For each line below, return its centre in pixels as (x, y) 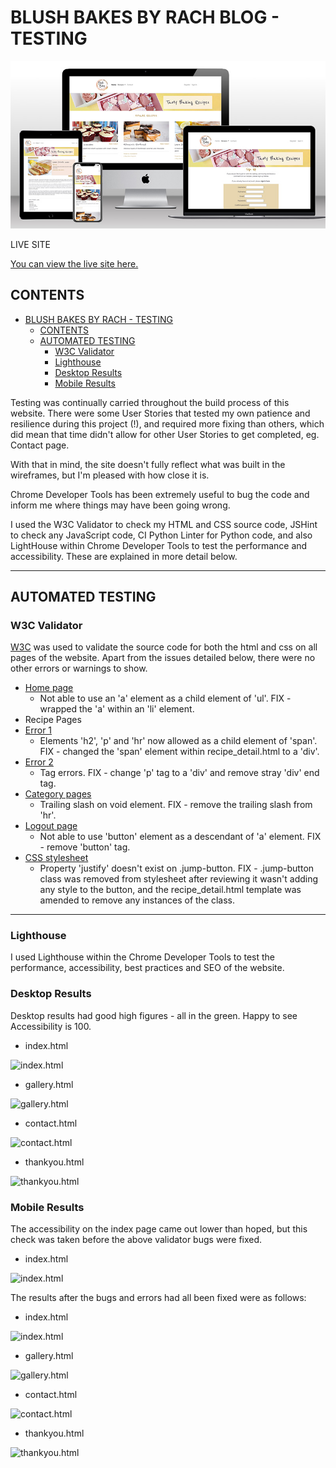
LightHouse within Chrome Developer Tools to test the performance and (159, 545)
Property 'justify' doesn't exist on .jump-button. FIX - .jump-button (177, 868)
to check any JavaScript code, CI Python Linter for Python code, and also (161, 535)
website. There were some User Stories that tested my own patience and (160, 413)
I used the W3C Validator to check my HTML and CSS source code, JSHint (164, 524)
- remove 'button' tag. (85, 847)
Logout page (51, 826)
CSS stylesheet (56, 858)
